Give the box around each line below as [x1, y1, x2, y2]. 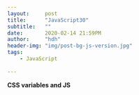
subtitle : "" [7, 23, 52, 30]
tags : [7, 49, 23, 56]
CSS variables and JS [7, 80, 71, 89]
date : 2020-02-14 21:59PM [7, 29, 101, 37]
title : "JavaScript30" [7, 17, 89, 24]
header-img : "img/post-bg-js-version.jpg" [7, 42, 133, 49]
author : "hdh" [7, 36, 61, 43]
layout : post [7, 10, 58, 17]
